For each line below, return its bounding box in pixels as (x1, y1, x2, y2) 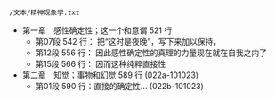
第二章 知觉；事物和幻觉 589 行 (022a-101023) (21, 70, 198, 80)
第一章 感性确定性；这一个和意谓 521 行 (21, 25, 173, 36)
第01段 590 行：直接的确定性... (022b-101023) (35, 81, 205, 91)
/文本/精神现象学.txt (9, 8, 80, 17)
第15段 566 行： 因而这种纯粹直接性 (35, 59, 166, 69)
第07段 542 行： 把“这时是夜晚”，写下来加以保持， (35, 37, 222, 46)
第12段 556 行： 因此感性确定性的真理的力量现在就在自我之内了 (35, 47, 267, 58)
